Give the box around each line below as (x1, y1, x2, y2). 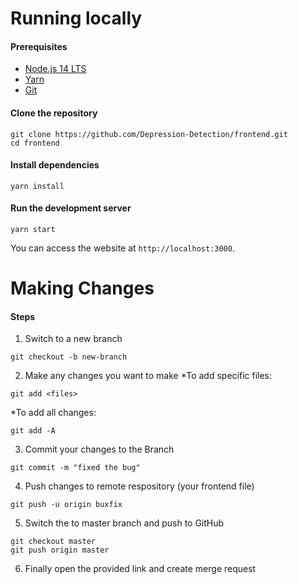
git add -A (10, 426, 56, 436)
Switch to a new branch (24, 333, 123, 345)
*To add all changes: (10, 407, 97, 419)
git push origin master (10, 545, 110, 556)
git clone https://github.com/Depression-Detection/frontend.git (10, 129, 288, 139)
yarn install (10, 181, 65, 191)
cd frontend (10, 138, 60, 148)
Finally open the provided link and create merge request (24, 563, 257, 575)
